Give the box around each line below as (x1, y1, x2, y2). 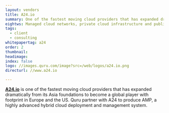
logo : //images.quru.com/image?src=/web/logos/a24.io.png (5, 63, 129, 68)
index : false (5, 59, 33, 64)
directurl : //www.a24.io (5, 68, 57, 73)
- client (10, 31, 28, 36)
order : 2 (5, 45, 24, 50)
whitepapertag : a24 (5, 40, 46, 45)
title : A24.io (5, 12, 35, 17)
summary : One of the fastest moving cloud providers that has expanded (5, 17, 158, 22)
